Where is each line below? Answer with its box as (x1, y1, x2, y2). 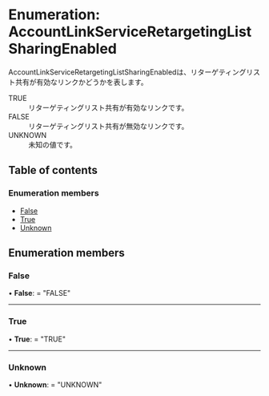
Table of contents (8, 164, 98, 177)
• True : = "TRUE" (8, 334, 66, 344)
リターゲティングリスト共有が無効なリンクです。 (28, 121, 189, 131)
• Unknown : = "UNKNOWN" (8, 379, 102, 390)
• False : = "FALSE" (8, 289, 71, 298)
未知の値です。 (28, 139, 78, 149)
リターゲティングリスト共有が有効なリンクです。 (28, 103, 189, 112)
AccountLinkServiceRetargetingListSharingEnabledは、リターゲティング (8, 67, 247, 77)
